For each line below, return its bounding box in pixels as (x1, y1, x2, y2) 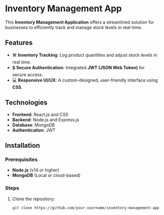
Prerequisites (5, 156, 38, 162)
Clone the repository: (12, 196, 55, 202)
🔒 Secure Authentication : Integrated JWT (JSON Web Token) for (12, 64, 145, 70)
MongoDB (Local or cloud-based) (12, 172, 81, 178)
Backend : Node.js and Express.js (12, 116, 79, 123)
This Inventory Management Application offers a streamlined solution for (5, 19, 154, 25)
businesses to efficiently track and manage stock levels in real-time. (5, 24, 142, 30)
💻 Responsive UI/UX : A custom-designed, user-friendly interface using (12, 77, 158, 83)
